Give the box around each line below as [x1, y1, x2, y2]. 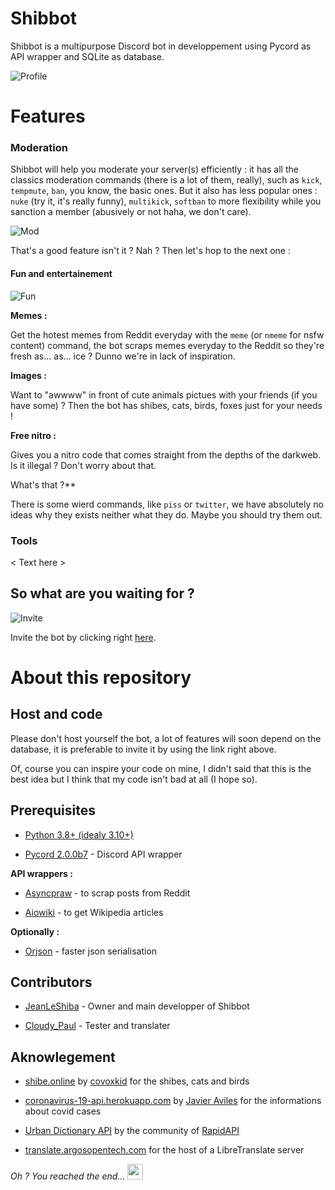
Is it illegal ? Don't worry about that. [10, 459, 157, 471]
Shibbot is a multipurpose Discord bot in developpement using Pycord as [10, 40, 312, 52]
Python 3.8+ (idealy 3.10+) [24, 828, 134, 841]
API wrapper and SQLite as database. [10, 50, 165, 62]
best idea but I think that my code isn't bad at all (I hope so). [10, 773, 258, 785]
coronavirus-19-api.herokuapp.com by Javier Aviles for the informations [24, 1095, 322, 1107]
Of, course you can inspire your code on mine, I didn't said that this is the [10, 762, 312, 774]
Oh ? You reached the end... [10, 1170, 126, 1182]
